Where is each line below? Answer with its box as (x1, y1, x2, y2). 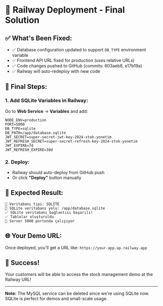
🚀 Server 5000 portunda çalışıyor (5, 218, 75, 224)
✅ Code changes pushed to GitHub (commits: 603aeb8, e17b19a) (12, 63, 142, 68)
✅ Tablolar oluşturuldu (5, 214, 54, 219)
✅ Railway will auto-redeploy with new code (12, 68, 100, 74)
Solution (5, 15, 40, 26)
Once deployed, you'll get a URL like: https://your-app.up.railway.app (5, 244, 147, 250)
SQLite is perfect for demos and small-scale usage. (5, 296, 108, 302)
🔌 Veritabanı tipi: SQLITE (5, 201, 60, 207)
